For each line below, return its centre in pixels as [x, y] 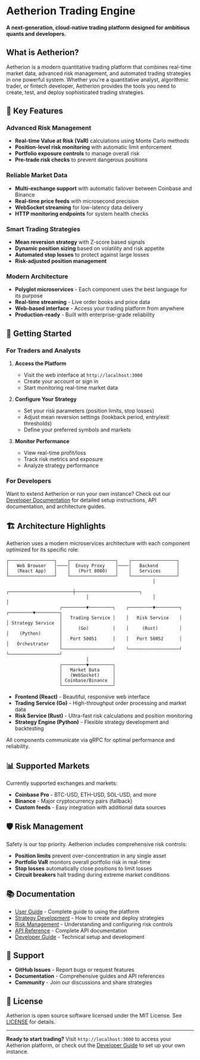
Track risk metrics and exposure [63, 459]
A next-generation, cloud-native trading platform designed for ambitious [98, 27]
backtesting [29, 729]
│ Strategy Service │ [34, 623]
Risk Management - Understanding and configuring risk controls [94, 924]
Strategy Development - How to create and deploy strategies [90, 918]
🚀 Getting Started [39, 333]
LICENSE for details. [31, 1022]
